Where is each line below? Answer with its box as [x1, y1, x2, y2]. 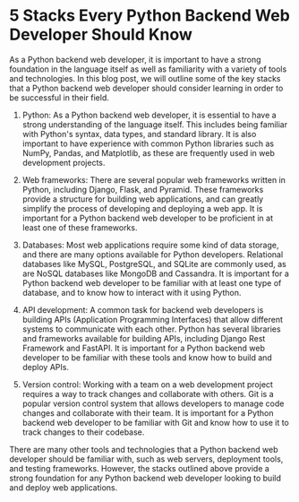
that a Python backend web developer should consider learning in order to [9, 82, 284, 93]
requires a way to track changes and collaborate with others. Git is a [21, 388, 275, 399]
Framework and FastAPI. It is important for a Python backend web [21, 342, 266, 353]
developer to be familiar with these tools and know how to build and [21, 351, 273, 363]
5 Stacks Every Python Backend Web [9, 5, 291, 26]
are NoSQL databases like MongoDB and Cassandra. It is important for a [21, 268, 289, 279]
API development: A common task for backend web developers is [21, 304, 264, 315]
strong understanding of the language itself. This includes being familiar [21, 118, 288, 130]
